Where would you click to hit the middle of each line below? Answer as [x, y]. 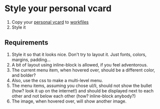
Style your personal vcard [58, 9]
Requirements [26, 43]
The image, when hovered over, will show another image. [69, 101]
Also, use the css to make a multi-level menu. [57, 80]
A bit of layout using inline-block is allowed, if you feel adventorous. [80, 65]
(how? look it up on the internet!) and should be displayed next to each [83, 90]
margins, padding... [31, 60]
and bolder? [24, 75]
